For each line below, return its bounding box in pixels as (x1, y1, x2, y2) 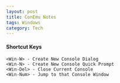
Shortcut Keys (6, 43, 42, 50)
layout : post (6, 8, 38, 15)
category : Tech (6, 25, 44, 31)
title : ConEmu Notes (6, 14, 57, 20)
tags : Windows (6, 19, 41, 25)
